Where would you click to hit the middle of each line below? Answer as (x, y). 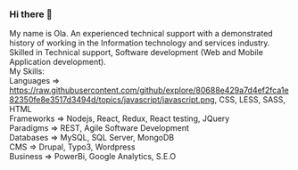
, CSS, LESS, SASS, (250, 100)
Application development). (58, 62)
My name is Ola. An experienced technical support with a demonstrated (141, 34)
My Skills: (27, 71)
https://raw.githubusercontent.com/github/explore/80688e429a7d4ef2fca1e (149, 90)
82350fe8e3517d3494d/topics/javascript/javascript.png (112, 100)
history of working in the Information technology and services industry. (140, 43)
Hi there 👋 (31, 14)
